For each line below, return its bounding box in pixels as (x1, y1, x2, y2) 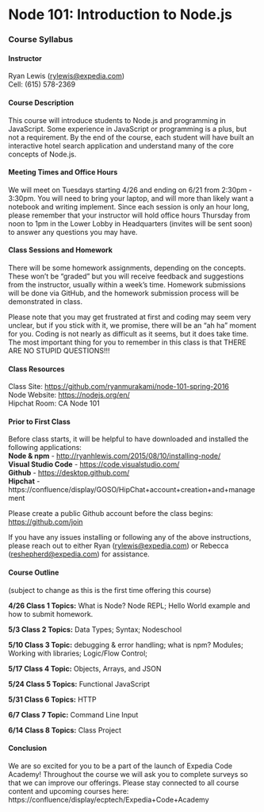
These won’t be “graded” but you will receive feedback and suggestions (8, 271, 244, 281)
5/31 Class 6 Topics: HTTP (8, 695, 97, 704)
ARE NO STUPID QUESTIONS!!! (8, 345, 110, 355)
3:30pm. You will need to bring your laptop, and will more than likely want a (8, 193, 254, 203)
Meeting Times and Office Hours (8, 167, 118, 177)
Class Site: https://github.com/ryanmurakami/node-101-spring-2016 (8, 382, 230, 391)
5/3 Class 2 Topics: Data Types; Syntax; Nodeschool (8, 625, 182, 634)
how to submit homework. (8, 609, 94, 618)
